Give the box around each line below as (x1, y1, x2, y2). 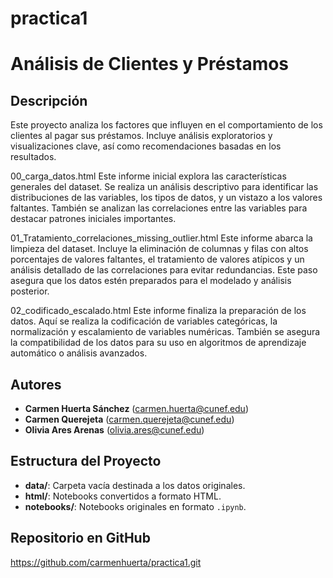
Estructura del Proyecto (10, 453, 162, 470)
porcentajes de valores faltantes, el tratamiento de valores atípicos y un (10, 253, 305, 266)
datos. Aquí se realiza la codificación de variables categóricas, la (10, 315, 278, 327)
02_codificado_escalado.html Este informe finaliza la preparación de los (10, 305, 307, 317)
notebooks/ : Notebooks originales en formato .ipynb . (24, 500, 247, 512)
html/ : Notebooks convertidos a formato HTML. (24, 490, 222, 502)
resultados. (10, 151, 57, 163)
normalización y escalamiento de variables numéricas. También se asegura (10, 326, 321, 338)
